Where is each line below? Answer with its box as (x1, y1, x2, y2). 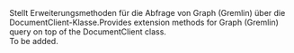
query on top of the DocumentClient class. (9, 26, 166, 37)
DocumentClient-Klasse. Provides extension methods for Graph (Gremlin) (9, 17, 279, 27)
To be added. (9, 36, 58, 46)
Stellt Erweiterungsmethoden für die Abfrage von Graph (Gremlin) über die (9, 8, 286, 18)
